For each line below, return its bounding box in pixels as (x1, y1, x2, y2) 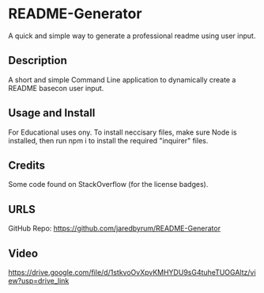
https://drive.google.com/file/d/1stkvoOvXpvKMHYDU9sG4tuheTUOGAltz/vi (8, 268, 256, 277)
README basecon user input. (8, 83, 104, 93)
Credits (8, 158, 46, 172)
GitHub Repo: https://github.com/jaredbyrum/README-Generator (8, 223, 221, 234)
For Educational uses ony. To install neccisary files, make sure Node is (8, 127, 237, 137)
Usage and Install (8, 106, 96, 120)
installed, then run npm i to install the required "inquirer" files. (8, 135, 209, 145)
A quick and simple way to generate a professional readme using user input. (8, 31, 256, 40)
